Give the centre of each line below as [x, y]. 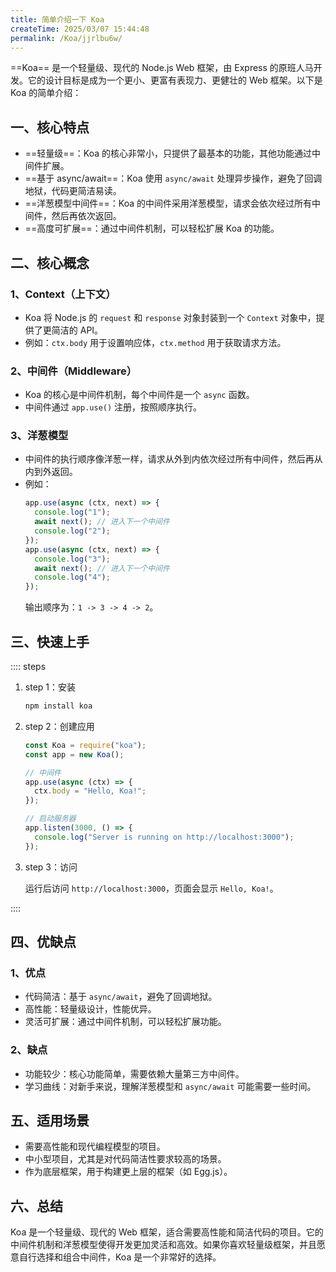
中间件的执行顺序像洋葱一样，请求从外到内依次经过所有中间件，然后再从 [173, 459]
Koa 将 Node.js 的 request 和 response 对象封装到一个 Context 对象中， [170, 317]
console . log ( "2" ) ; [72, 531]
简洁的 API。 [77, 330]
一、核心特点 [50, 127]
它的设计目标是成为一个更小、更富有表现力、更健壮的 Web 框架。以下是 [175, 80]
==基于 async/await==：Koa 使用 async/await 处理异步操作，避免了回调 [173, 178]
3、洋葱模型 [39, 436]
